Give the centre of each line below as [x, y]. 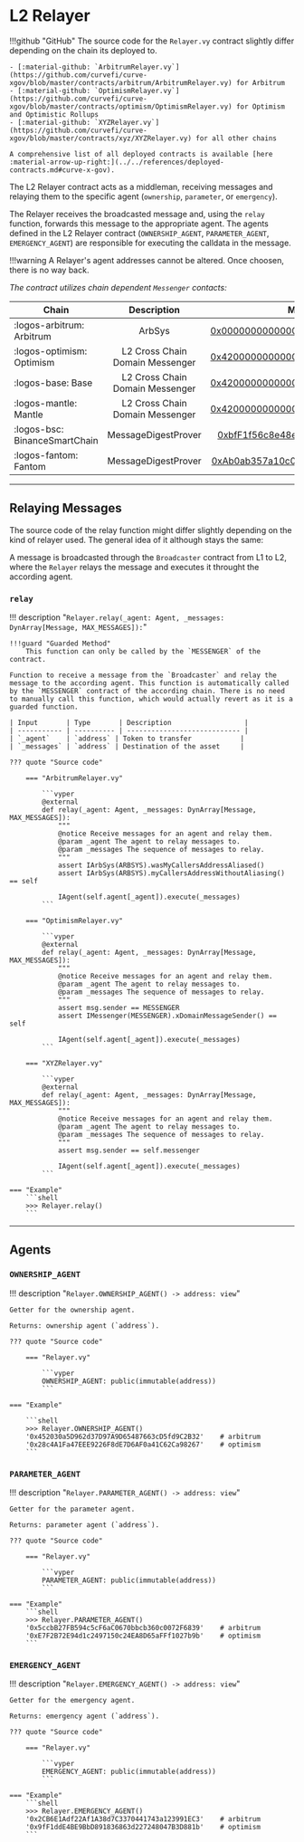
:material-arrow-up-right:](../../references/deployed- [117, 162]
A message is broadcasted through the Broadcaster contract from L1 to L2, [148, 557]
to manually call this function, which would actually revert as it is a [152, 699]
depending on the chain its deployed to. [83, 50]
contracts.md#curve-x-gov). [62, 170]
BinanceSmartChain [56, 440]
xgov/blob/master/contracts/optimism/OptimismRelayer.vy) [121, 106]
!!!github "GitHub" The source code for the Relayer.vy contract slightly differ [152, 41]
